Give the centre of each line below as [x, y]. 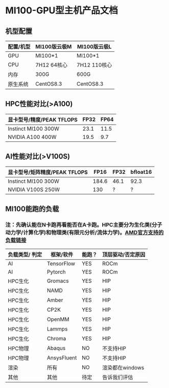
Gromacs [58, 281]
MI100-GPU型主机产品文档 [62, 11]
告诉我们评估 [117, 377]
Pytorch [56, 272]
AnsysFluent [62, 358]
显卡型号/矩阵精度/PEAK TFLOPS [48, 172]
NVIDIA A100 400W [32, 137]
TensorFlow [61, 263]
